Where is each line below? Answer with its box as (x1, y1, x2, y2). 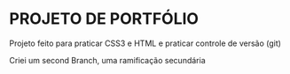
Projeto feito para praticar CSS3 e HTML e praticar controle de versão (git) (9, 38, 282, 48)
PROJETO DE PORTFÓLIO (9, 9, 200, 29)
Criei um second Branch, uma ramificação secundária (9, 55, 206, 65)
